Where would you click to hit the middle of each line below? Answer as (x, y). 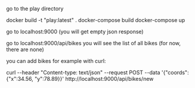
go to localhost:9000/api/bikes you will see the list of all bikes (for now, (93, 43)
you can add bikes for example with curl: (56, 61)
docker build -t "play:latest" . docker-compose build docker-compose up (96, 20)
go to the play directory (35, 9)
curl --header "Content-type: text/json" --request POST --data (83, 73)
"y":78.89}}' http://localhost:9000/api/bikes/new (94, 79)
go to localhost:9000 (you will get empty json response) (75, 32)
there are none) (25, 49)
